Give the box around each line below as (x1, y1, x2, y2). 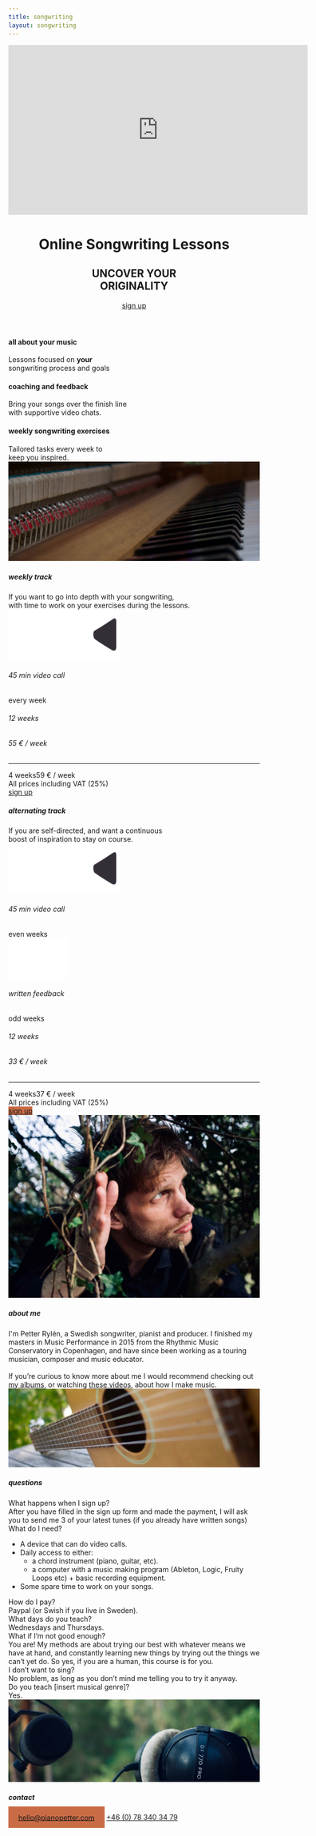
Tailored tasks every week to (8, 444, 103, 453)
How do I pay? (8, 1597, 56, 1607)
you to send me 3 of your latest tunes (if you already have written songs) (8, 1515, 247, 1524)
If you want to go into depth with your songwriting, (8, 592, 175, 602)
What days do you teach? (8, 1614, 93, 1623)
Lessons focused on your (8, 355, 93, 364)
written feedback (8, 989, 65, 998)
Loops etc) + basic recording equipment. (31, 1573, 166, 1583)
